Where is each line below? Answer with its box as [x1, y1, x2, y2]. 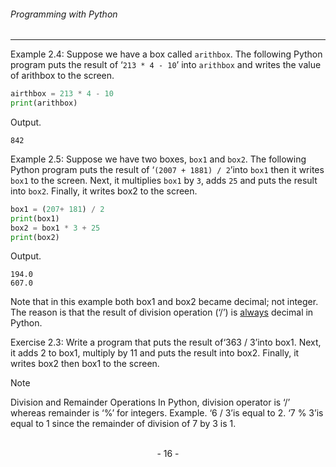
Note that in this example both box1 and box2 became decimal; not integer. [10, 296, 319, 308]
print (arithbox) [10, 98, 78, 109]
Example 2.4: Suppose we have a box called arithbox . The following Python [10, 48, 323, 60]
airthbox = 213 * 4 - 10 [10, 89, 114, 99]
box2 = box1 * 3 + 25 [10, 223, 101, 233]
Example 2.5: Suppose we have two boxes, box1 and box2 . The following [10, 153, 307, 165]
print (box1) [10, 213, 60, 224]
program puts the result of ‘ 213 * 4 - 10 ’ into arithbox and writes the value [10, 59, 322, 71]
